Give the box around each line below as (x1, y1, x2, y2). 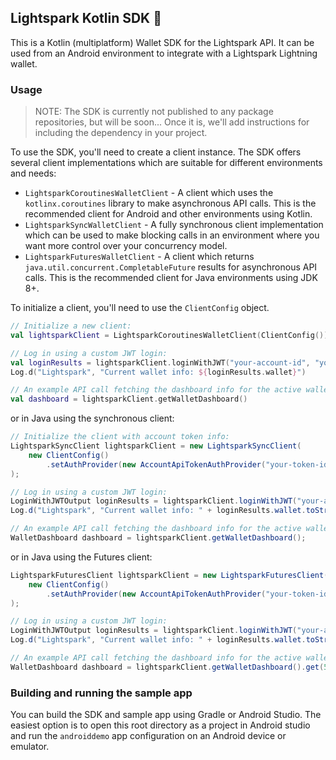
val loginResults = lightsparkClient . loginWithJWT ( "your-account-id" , (10, 357, 311, 368)
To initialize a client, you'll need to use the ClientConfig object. (10, 302, 270, 314)
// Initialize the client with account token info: (10, 432, 230, 442)
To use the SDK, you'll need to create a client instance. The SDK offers (10, 146, 302, 158)
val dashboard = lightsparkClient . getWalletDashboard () (10, 394, 248, 405)
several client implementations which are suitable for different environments (10, 157, 323, 169)
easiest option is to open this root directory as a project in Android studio (10, 719, 311, 731)
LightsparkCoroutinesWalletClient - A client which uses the (24, 187, 274, 199)
